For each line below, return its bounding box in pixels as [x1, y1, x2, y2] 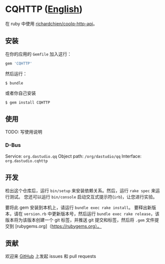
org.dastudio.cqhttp [5, 158, 48, 163]
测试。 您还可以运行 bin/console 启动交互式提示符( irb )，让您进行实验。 [9, 193, 157, 199]
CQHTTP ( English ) [5, 3, 83, 15]
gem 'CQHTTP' [5, 61, 32, 66]
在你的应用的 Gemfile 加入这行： [5, 51, 71, 57]
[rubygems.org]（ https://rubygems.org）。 [14, 223, 102, 229]
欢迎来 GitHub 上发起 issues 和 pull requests [5, 253, 96, 259]
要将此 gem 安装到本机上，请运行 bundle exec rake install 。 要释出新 [5, 204, 152, 210]
